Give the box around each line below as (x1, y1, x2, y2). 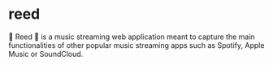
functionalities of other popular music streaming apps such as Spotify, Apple (8, 40, 265, 50)
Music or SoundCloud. (8, 49, 84, 58)
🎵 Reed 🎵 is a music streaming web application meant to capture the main (8, 32, 255, 41)
